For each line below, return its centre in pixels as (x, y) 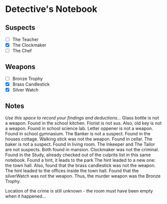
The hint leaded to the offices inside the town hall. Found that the (72, 171)
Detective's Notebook (51, 9)
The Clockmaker (29, 45)
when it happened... (26, 196)
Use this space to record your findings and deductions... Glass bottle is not (82, 118)
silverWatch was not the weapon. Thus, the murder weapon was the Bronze (83, 176)
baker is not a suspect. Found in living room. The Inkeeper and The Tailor (80, 144)
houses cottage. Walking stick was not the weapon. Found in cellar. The (79, 139)
